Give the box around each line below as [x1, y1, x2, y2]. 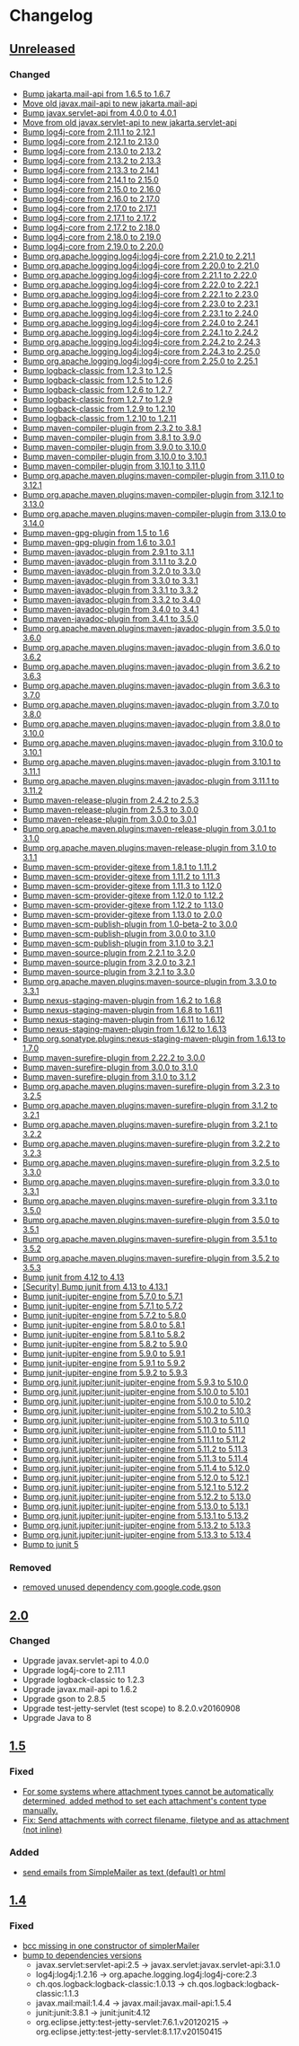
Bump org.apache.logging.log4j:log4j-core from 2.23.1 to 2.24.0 [22, 307, 259, 319]
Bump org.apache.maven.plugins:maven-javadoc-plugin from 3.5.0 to [22, 622, 280, 633]
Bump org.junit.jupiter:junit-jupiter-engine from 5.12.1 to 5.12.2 [22, 1481, 250, 1492]
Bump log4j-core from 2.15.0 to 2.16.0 [22, 183, 162, 194]
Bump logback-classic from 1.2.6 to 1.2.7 [22, 384, 172, 395]
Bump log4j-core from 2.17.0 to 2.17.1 [22, 203, 157, 214]
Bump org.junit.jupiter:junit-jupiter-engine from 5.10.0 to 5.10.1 [22, 1386, 250, 1397]
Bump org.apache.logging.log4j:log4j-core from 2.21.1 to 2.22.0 [22, 269, 258, 280]
